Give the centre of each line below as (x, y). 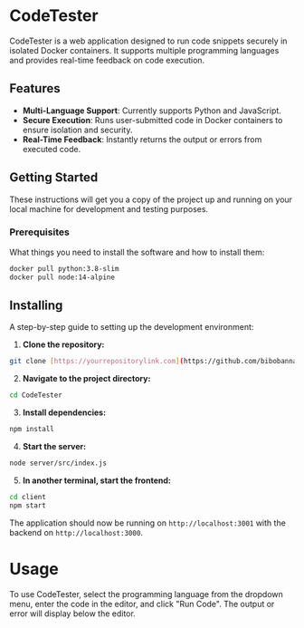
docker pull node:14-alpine (62, 277)
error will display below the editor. (72, 614)
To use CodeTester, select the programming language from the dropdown (146, 594)
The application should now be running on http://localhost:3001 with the (148, 523)
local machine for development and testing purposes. (109, 208)
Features (35, 88)
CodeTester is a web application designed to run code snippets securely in (148, 41)
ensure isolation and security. (77, 130)
